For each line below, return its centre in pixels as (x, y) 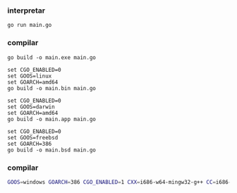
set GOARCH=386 (30, 144)
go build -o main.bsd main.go (52, 150)
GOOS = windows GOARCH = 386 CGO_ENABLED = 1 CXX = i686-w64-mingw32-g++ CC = (112, 182)
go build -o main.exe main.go (52, 57)
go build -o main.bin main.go (52, 88)
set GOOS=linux (30, 76)
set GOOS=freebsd (33, 137)
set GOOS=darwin (31, 107)
